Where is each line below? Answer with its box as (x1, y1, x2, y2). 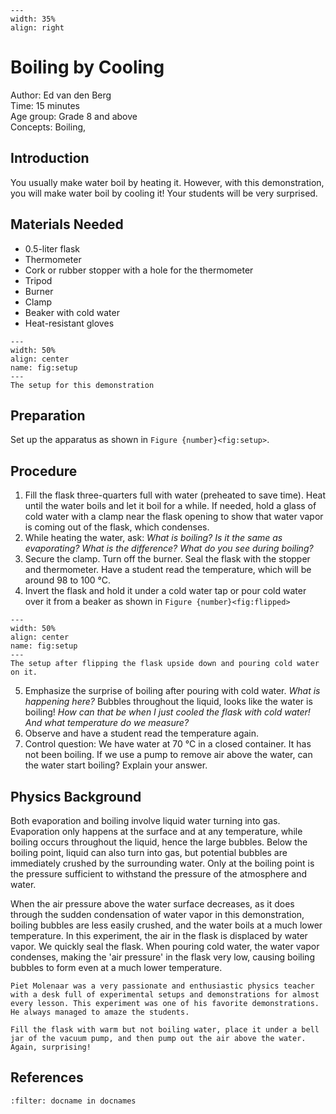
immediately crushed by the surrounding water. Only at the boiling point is (10, 857, 315, 869)
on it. (10, 667, 38, 678)
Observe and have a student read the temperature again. (24, 727, 260, 740)
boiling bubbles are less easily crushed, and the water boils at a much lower (10, 919, 323, 931)
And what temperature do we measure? (24, 717, 190, 729)
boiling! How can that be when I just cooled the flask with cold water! (24, 706, 311, 718)
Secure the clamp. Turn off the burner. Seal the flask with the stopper (24, 553, 311, 565)
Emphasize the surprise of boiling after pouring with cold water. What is (24, 685, 321, 697)
